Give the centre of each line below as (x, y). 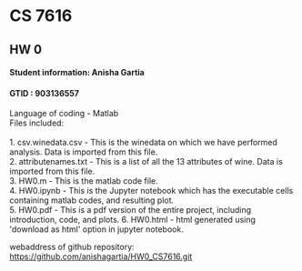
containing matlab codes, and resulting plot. (92, 200)
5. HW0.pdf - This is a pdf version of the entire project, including (131, 210)
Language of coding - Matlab (64, 114)
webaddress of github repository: (72, 247)
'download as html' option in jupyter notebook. (96, 229)
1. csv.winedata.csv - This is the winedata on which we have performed (143, 143)
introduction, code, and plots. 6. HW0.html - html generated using (133, 220)
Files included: (37, 123)
